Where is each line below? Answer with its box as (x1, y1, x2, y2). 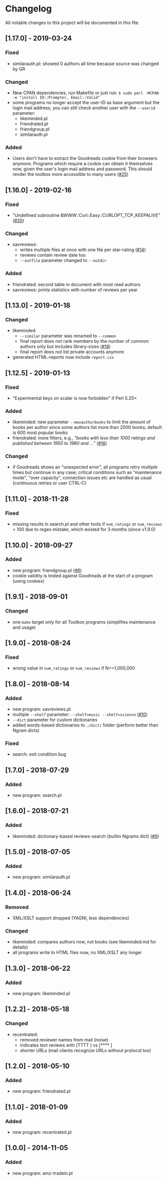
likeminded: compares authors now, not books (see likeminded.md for (12, 939, 156, 945)
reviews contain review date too (19, 252, 86, 258)
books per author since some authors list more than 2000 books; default (12, 424, 162, 430)
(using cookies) (12, 578, 45, 584)
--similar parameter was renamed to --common (19, 333, 116, 339)
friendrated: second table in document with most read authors (12, 281, 141, 287)
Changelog (5, 3, 52, 15)
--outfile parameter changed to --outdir (19, 258, 106, 264)
